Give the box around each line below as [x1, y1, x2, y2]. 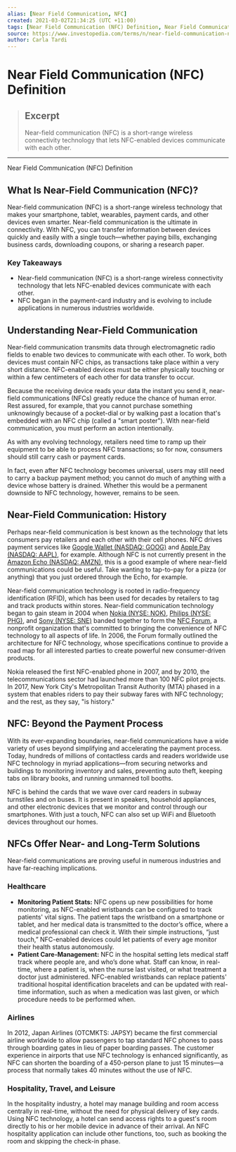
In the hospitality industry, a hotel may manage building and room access [7, 1100, 219, 1108]
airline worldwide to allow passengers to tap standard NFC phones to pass [7, 1036, 223, 1045]
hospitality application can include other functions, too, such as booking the [7, 1129, 227, 1138]
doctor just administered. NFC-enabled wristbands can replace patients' [17, 972, 227, 981]
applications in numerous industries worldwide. [17, 304, 155, 312]
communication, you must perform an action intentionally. [7, 424, 174, 433]
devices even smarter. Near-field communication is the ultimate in [7, 218, 198, 226]
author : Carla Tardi [7, 37, 68, 44]
